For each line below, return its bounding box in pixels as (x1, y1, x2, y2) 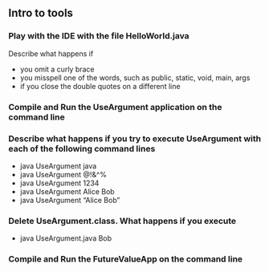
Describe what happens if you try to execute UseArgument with (8, 132, 262, 144)
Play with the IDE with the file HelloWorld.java (8, 30, 190, 42)
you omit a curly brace (19, 64, 95, 74)
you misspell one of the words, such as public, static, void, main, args (19, 72, 251, 83)
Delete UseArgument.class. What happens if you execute (8, 215, 237, 226)
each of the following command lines (8, 143, 156, 154)
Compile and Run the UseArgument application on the (8, 101, 222, 112)
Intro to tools (8, 6, 74, 20)
